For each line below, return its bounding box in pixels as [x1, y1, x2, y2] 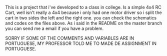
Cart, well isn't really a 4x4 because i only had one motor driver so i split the [5, 9, 162, 15]
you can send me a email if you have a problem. [5, 25, 104, 31]
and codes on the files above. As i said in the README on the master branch [5, 20, 162, 26]
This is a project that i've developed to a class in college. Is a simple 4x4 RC [5, 4, 161, 10]
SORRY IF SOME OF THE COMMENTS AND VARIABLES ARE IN [5, 35, 134, 41]
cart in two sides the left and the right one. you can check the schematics [5, 15, 156, 20]
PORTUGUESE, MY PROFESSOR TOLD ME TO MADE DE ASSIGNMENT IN [5, 40, 156, 46]
